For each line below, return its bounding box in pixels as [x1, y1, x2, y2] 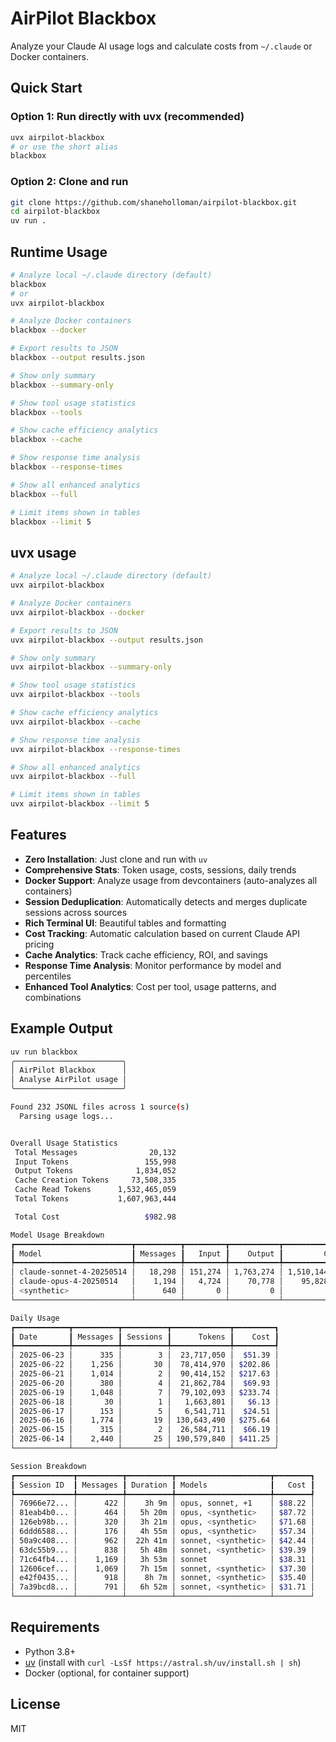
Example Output [10, 1020, 113, 1037]
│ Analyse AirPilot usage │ [10, 1075, 128, 1085]
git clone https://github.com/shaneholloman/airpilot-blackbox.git [10, 197, 298, 207]
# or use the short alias [10, 142, 118, 152]
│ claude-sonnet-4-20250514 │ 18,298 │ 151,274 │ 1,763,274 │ [10, 1267, 284, 1277]
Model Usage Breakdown [10, 1230, 105, 1240]
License [10, 1696, 61, 1713]
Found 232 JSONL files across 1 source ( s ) [10, 1102, 190, 1112]
